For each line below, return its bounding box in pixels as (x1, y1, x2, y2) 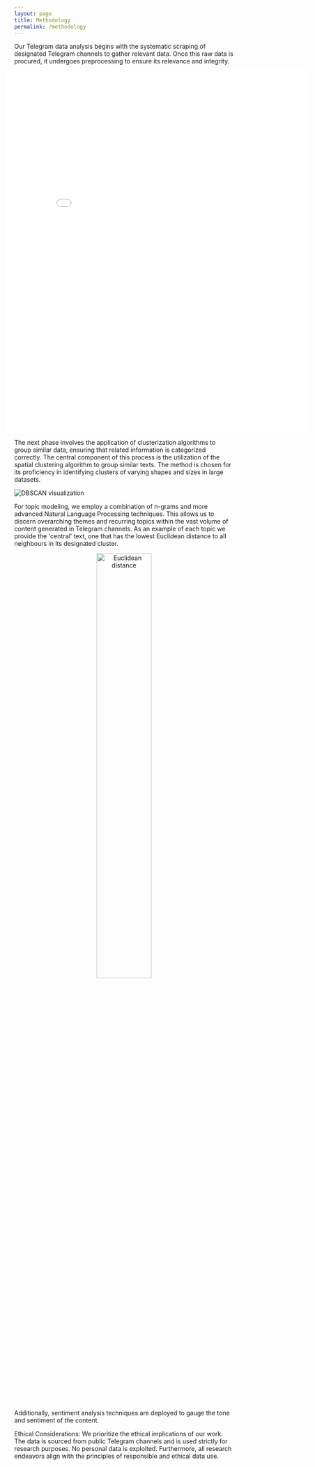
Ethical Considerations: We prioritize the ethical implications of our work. (14, 1430, 223, 1438)
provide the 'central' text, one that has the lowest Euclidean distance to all (14, 532, 226, 540)
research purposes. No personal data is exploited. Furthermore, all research (14, 1445, 232, 1453)
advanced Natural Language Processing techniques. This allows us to (14, 510, 215, 518)
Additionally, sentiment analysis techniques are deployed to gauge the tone (14, 1409, 230, 1417)
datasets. (14, 476, 41, 484)
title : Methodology (14, 17, 71, 24)
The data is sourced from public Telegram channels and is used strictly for (14, 1437, 228, 1445)
